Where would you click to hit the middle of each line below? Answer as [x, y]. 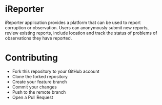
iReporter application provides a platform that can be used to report [73, 22]
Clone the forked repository [40, 76]
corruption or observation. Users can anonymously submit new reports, [77, 27]
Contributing [31, 58]
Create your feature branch [40, 82]
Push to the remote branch [39, 92]
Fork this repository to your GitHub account [56, 71]
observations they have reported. [39, 38]
